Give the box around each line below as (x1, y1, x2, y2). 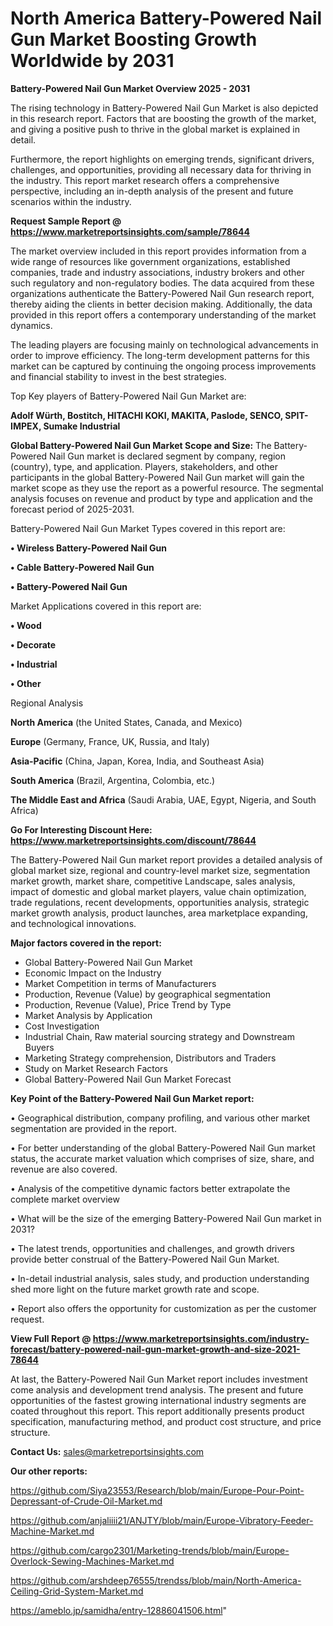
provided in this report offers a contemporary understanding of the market (10, 308, 317, 321)
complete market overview (10, 1193, 120, 1205)
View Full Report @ (10, 1332, 92, 1344)
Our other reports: (10, 1465, 88, 1477)
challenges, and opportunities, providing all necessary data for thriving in (10, 163, 312, 176)
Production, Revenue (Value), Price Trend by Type (24, 998, 232, 1011)
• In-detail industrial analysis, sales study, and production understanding (10, 1272, 310, 1284)
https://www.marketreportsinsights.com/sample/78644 (10, 225, 250, 237)
